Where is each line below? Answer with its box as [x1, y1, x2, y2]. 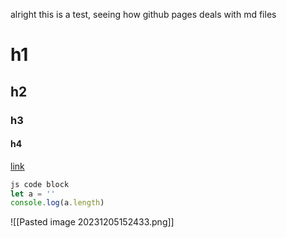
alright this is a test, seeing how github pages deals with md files [10, 9, 277, 20]
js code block [10, 179, 70, 189]
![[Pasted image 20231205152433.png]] [10, 216, 175, 228]
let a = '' [10, 189, 56, 199]
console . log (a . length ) [10, 198, 105, 208]
